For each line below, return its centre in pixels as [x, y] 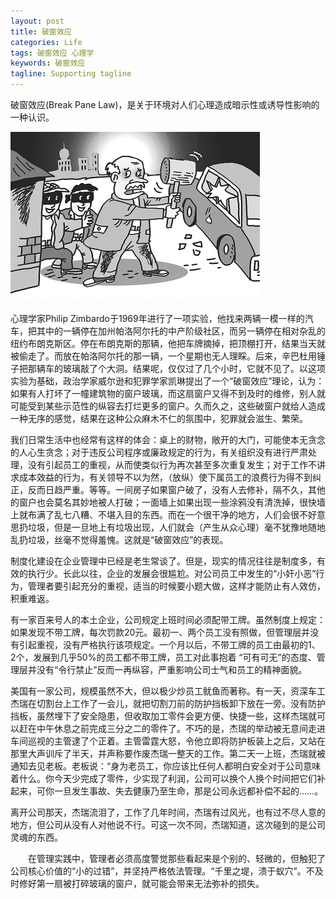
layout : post [37, 21]
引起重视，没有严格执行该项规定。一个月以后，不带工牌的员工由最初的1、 [169, 644]
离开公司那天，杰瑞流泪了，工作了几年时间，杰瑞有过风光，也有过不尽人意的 [168, 812]
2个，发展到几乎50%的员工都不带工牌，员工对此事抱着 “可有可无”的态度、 [163, 657]
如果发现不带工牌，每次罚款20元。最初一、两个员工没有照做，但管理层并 [160, 632]
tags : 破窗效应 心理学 [52, 53]
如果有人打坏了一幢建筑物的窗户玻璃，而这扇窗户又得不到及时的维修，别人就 [168, 393]
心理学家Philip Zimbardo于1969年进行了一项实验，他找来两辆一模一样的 [157, 318]
